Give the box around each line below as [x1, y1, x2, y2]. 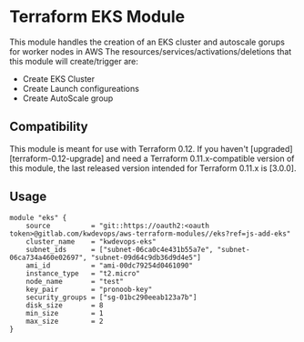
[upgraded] [249, 143, 293, 154]
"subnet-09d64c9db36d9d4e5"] [90, 253, 202, 262]
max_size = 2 [25, 317, 104, 326]
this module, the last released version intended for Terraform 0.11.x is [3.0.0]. [9, 162, 297, 174]
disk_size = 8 [25, 300, 104, 310]
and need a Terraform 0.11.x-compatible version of [106, 153, 295, 164]
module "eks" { [9, 213, 67, 222]
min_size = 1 [25, 308, 104, 317]
